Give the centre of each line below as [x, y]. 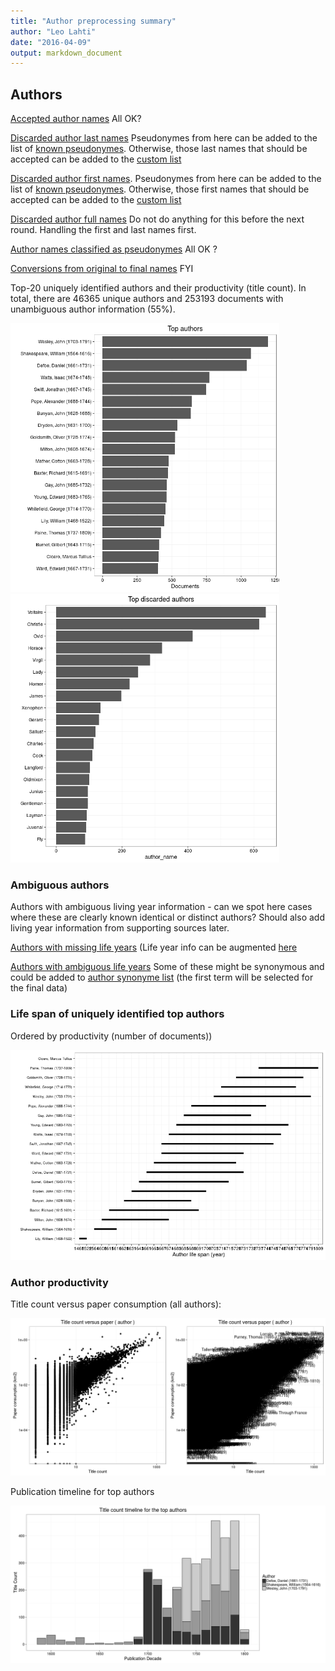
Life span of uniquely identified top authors [117, 1014]
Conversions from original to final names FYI [102, 269]
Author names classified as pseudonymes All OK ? [114, 249]
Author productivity [59, 1282]
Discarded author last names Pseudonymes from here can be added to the [164, 138]
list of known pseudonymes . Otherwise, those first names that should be [160, 189]
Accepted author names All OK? [76, 119]
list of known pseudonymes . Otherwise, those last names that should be [159, 149]
